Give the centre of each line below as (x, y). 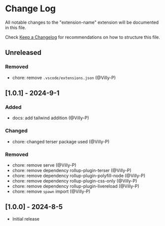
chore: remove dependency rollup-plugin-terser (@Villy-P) (72, 170)
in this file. (16, 27)
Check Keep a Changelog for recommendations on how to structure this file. (83, 37)
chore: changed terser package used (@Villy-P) (61, 141)
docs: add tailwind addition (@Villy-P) (51, 118)
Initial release (26, 219)
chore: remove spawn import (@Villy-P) (51, 191)
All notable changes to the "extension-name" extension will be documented (82, 22)
